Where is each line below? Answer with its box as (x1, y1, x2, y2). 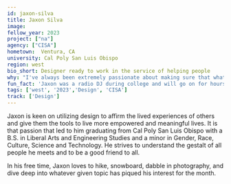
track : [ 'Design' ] (7, 93, 60, 100)
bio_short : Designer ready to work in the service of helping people (7, 67, 211, 74)
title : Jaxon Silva (7, 16, 63, 23)
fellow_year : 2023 (7, 29, 60, 36)
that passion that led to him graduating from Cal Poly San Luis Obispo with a (7, 126, 223, 135)
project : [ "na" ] (7, 36, 54, 43)
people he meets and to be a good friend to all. (7, 148, 140, 157)
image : (7, 23, 26, 30)
